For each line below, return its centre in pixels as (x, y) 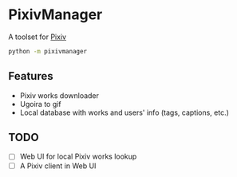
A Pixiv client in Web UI (58, 166)
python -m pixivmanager (48, 51)
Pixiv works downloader (59, 95)
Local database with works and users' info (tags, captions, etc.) (124, 112)
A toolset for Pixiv (37, 37)
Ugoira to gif (40, 104)
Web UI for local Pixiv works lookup (78, 156)
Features (31, 76)
